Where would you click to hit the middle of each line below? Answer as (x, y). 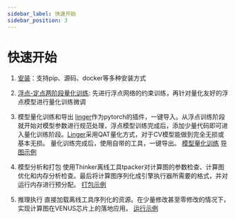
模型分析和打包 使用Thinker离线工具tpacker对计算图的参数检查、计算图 (121, 167)
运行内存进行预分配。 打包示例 (62, 184)
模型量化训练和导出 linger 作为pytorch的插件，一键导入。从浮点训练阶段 (121, 117)
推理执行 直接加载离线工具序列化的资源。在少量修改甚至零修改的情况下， (123, 200)
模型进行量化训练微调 (55, 102)
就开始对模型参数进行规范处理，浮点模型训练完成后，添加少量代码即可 (120, 126)
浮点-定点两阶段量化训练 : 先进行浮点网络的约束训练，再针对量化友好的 (120, 93)
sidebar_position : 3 (38, 20)
